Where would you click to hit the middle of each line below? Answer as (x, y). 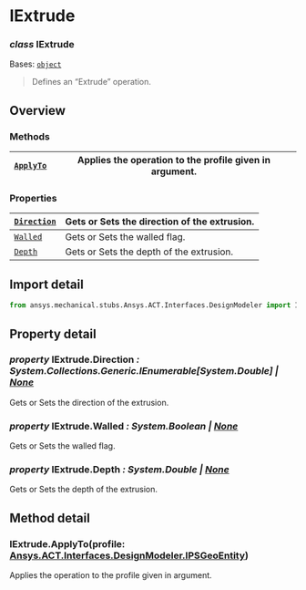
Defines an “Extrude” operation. (92, 82)
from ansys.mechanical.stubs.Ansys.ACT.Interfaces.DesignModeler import (150, 305)
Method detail (50, 518)
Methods (30, 136)
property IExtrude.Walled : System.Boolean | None (124, 426)
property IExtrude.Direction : (75, 359)
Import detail (46, 284)
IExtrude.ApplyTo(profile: (67, 543)
